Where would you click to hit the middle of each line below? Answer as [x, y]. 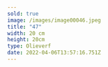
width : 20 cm [26, 33]
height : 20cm [26, 40]
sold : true [23, 14]
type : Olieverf [29, 46]
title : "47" [24, 27]
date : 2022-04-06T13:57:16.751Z [54, 53]
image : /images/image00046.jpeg [54, 20]
